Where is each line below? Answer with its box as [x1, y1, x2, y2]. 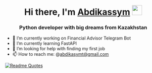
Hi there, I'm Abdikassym [24, 6, 130, 18]
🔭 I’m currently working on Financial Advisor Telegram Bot [12, 35, 131, 41]
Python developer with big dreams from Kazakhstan [19, 24, 148, 31]
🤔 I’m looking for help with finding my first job [12, 46, 105, 52]
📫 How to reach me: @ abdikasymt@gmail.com [12, 51, 109, 57]
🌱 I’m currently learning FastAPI [12, 40, 77, 46]
